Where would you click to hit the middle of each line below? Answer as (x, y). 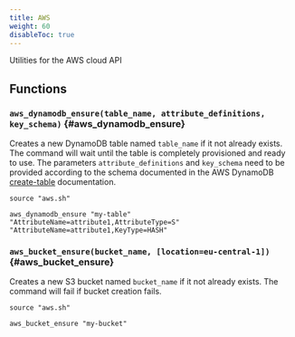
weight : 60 (30, 26)
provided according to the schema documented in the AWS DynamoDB (142, 172)
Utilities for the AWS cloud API (66, 61)
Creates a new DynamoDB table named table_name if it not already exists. (146, 144)
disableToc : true (42, 34)
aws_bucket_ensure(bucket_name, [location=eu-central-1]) (140, 251)
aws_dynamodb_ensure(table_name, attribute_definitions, (138, 113)
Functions (38, 88)
